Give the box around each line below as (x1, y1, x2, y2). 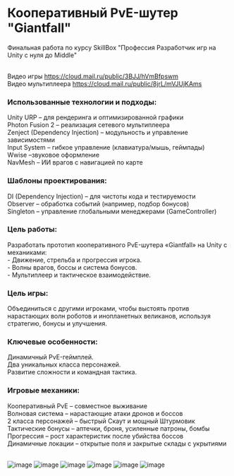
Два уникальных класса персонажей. (7, 360, 121, 369)
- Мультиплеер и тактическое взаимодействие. (7, 270, 152, 279)
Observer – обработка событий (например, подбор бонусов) (7, 199, 190, 208)
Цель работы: (7, 225, 58, 234)
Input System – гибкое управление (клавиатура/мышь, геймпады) (7, 143, 205, 152)
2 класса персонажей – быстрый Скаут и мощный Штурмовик (7, 417, 195, 425)
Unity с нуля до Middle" (7, 51, 78, 59)
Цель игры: (7, 288, 49, 298)
